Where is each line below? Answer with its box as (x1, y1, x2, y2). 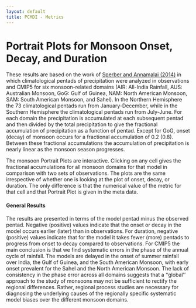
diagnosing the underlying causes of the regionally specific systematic (6, 290, 177, 297)
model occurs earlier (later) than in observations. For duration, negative (6, 227, 178, 235)
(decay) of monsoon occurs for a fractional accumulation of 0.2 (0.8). (6, 133, 174, 141)
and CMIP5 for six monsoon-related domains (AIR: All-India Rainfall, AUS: (6, 83, 183, 91)
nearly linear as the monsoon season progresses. (6, 146, 125, 153)
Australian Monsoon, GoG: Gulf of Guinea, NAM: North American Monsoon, (6, 90, 188, 97)
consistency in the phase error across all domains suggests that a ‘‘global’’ (6, 271, 186, 278)
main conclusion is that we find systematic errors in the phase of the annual (6, 246, 189, 253)
